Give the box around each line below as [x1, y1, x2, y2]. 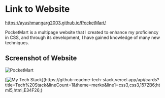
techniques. [5, 39, 29, 45]
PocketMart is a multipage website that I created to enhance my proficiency [5, 29, 159, 35]
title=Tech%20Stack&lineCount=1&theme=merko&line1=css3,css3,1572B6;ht [5, 82, 160, 88]
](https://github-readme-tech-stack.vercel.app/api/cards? [41, 76, 160, 82]
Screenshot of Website [5, 54, 77, 63]
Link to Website [5, 3, 70, 15]
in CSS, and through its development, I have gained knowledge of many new [5, 34, 160, 40]
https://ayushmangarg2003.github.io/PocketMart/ [5, 20, 106, 26]
